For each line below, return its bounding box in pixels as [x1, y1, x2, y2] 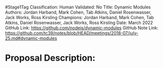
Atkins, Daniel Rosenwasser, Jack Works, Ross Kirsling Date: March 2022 [5, 20, 153, 25]
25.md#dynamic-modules [5, 35, 57, 41]
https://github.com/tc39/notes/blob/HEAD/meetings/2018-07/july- [5, 30, 139, 36]
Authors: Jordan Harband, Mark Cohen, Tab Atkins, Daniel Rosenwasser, [5, 9, 152, 15]
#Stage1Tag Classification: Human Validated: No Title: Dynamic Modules [5, 4, 151, 10]
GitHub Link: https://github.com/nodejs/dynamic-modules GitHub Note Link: [5, 25, 159, 31]
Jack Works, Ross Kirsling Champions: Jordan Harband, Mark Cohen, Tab [5, 15, 154, 20]
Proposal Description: [5, 52, 95, 64]
